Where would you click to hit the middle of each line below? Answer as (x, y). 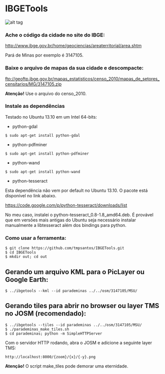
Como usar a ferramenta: (36, 238)
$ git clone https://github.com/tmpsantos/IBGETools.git (65, 248)
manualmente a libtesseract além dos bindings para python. (66, 225)
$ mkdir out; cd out (26, 257)
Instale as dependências (35, 106)
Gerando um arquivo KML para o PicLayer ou (75, 272)
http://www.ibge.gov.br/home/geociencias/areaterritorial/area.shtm (73, 46)
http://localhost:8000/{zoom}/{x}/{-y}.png (50, 357)
